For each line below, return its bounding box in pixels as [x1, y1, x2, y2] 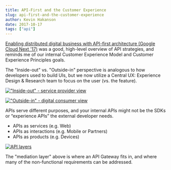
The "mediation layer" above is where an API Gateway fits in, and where [5, 154, 157, 160]
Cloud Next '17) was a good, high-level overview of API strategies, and [5, 46, 154, 52]
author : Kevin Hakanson [5, 17, 56, 22]
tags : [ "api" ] [5, 27, 36, 32]
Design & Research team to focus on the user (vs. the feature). [5, 78, 137, 84]
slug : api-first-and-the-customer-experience [5, 12, 104, 17]
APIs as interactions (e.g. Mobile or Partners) [12, 129, 108, 135]
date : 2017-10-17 [5, 22, 42, 27]
